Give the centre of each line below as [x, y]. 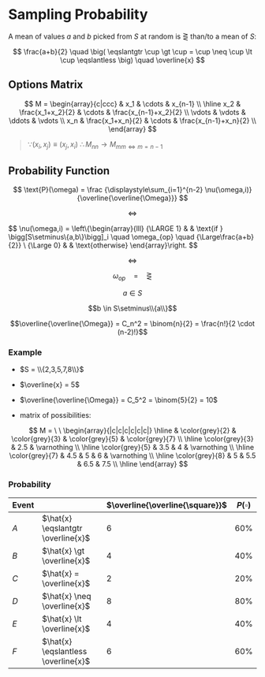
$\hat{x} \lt [62, 619]
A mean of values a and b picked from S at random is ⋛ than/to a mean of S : [132, 36]
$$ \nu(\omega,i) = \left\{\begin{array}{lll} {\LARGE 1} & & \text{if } [116, 229]
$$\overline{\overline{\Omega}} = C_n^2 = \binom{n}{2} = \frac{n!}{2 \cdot [132, 324]
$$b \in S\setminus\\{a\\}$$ [132, 308]
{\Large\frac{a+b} [225, 237]
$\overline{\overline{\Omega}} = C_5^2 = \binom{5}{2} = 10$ [119, 400]
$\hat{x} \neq [67, 596]
